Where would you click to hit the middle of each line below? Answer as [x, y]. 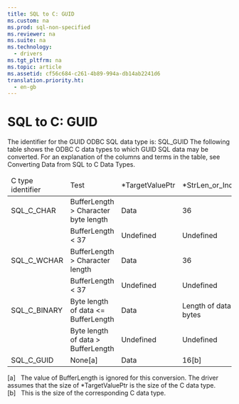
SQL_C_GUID [32, 361]
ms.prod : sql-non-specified [49, 27]
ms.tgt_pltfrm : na [34, 61]
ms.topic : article [34, 67]
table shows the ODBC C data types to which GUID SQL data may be [108, 150]
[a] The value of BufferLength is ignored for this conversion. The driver [113, 378]
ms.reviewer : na [31, 34]
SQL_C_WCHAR [37, 261]
